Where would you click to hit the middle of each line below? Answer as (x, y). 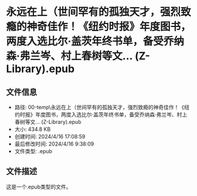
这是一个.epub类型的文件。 (39, 187)
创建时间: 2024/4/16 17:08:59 (50, 136)
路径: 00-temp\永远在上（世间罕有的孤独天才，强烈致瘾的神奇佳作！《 (99, 107)
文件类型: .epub (33, 151)
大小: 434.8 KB (33, 129)
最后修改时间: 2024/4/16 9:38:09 (54, 144)
